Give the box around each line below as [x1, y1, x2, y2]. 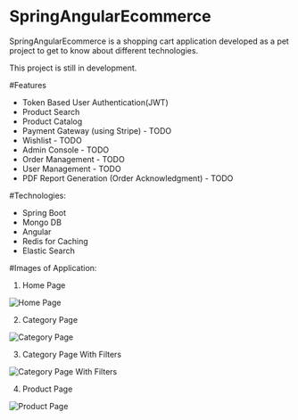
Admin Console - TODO [21, 144, 110, 155]
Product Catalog [21, 116, 83, 127]
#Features [9, 79, 47, 90]
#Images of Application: [9, 262, 97, 273]
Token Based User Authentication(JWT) [21, 96, 170, 108]
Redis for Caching [21, 235, 89, 246]
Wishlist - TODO [21, 135, 82, 145]
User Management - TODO [21, 163, 122, 174]
